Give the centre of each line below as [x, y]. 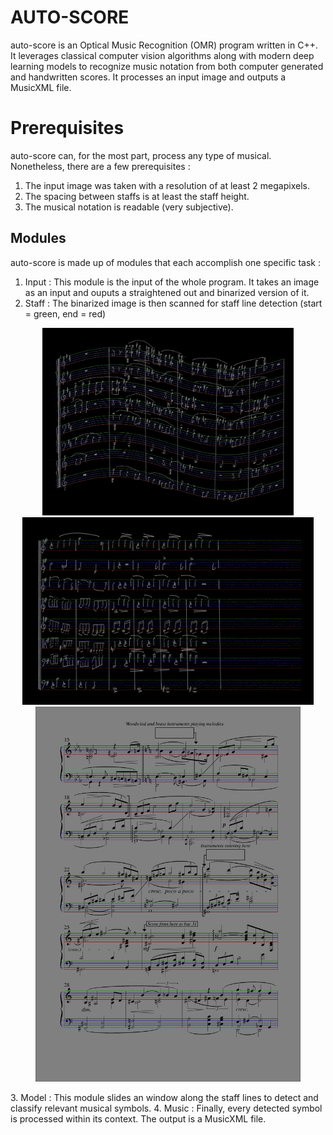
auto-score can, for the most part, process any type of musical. [141, 155]
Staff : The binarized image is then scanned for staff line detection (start [173, 303]
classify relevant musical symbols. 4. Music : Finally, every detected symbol [166, 1108]
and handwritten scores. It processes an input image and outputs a [148, 77]
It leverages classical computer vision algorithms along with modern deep [162, 55]
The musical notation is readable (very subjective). [129, 207]
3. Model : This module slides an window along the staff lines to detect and [164, 1097]
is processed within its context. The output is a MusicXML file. [138, 1118]
